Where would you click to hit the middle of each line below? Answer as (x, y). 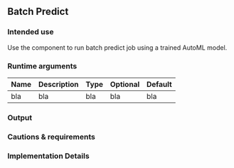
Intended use (31, 32)
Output (20, 117)
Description (59, 84)
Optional (125, 84)
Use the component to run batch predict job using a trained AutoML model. (117, 47)
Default (159, 84)
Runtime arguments (42, 65)
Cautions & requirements (52, 137)
